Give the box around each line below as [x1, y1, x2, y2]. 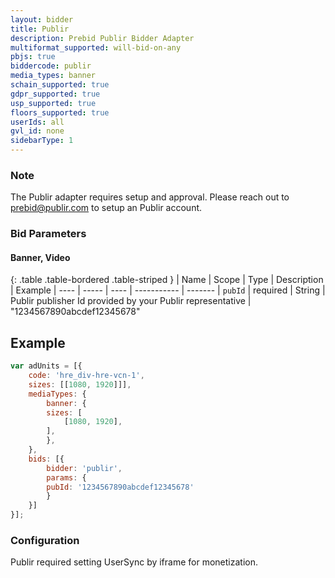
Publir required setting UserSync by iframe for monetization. [10, 556, 258, 568]
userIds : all [10, 117, 65, 127]
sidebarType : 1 [10, 136, 74, 146]
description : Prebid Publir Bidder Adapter [10, 33, 195, 43]
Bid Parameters [10, 227, 87, 241]
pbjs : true [10, 52, 56, 62]
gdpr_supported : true [10, 89, 101, 99]
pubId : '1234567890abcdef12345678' [46, 482, 195, 492]
